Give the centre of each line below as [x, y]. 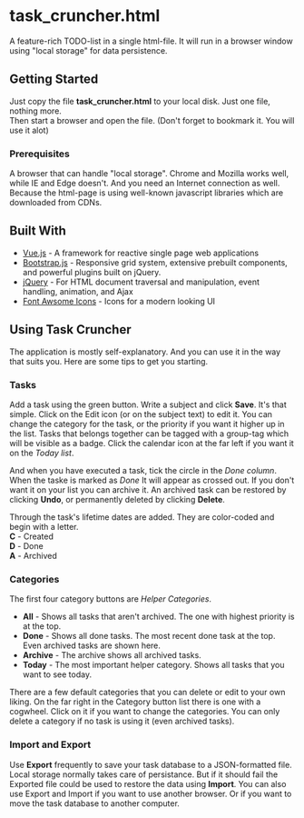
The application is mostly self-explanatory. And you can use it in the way [145, 352]
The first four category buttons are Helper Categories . [110, 599]
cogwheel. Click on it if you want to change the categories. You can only [145, 712]
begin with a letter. [44, 526]
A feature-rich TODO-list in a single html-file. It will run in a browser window [151, 41]
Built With [38, 231]
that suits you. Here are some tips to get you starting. [109, 361]
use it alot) [29, 130]
